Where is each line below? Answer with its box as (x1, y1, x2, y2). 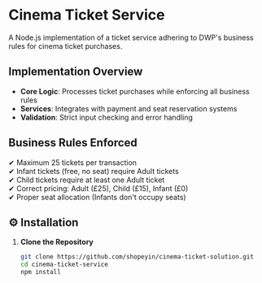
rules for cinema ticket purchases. (8, 41, 123, 50)
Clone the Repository (20, 237, 94, 247)
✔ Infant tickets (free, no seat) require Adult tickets (8, 166, 179, 176)
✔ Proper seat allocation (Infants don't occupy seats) (8, 192, 186, 202)
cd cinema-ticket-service (20, 260, 108, 269)
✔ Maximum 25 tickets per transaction (8, 157, 137, 168)
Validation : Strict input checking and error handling (20, 112, 194, 122)
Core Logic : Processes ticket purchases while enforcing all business (20, 86, 250, 96)
